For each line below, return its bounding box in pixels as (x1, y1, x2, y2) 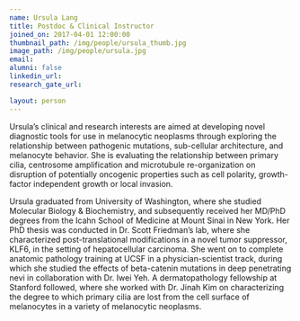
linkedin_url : (9, 72, 63, 81)
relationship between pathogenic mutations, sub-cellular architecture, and (9, 140, 284, 151)
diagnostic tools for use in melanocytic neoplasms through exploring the (9, 130, 277, 141)
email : (9, 55, 34, 64)
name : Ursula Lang (9, 13, 78, 22)
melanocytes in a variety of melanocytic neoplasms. (9, 300, 202, 311)
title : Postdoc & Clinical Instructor (9, 22, 154, 31)
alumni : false (9, 64, 63, 73)
